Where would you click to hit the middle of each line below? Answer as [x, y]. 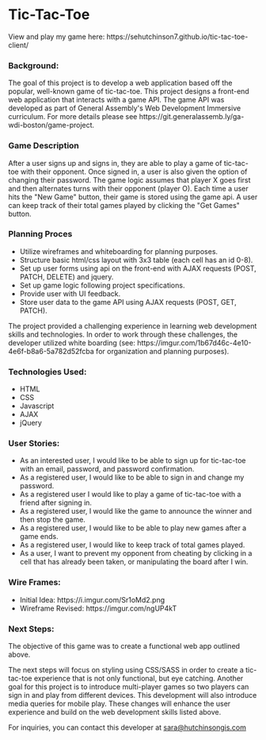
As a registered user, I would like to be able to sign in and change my [132, 477]
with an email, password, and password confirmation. [107, 469]
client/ [19, 44]
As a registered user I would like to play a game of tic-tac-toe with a [130, 495]
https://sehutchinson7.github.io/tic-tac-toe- [177, 37]
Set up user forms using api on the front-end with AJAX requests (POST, [138, 268]
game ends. [39, 537]
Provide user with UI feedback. [70, 293]
